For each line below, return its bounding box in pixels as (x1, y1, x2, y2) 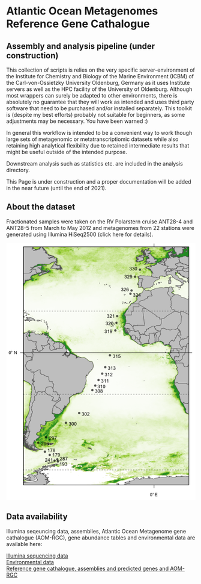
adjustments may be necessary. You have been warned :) (6, 117, 148, 125)
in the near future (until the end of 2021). (6, 185, 107, 191)
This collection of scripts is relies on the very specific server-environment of (6, 66, 195, 73)
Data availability (6, 512, 68, 522)
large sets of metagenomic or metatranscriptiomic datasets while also (6, 135, 179, 143)
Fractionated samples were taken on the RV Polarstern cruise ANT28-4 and (6, 218, 193, 225)
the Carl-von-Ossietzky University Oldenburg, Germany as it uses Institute (6, 79, 190, 86)
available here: (6, 540, 43, 547)
